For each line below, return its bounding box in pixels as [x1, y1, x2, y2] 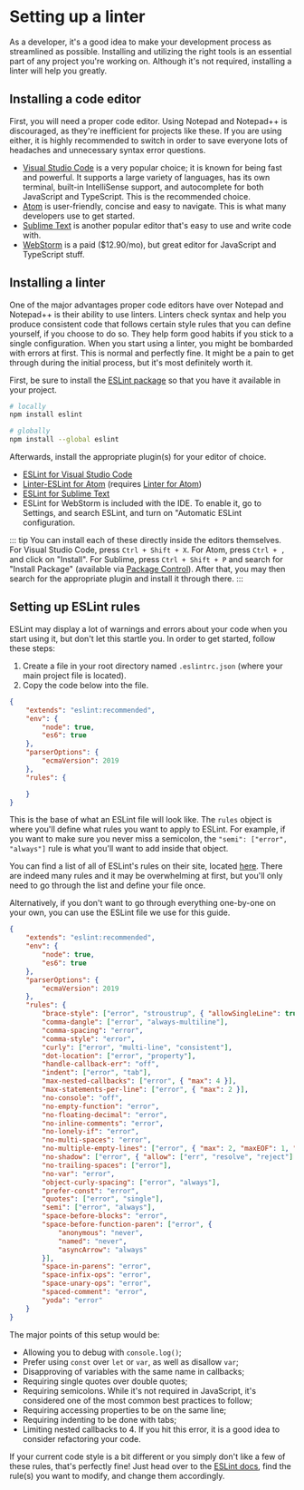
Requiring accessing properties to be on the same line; [22, 1404, 227, 1416]
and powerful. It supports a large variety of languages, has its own [22, 171, 271, 182]
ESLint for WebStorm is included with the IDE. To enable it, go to [22, 498, 262, 509]
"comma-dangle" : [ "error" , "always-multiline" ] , [42, 1018, 229, 1027]
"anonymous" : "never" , [57, 1228, 144, 1237]
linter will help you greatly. [9, 65, 108, 76]
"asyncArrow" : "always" [57, 1245, 147, 1254]
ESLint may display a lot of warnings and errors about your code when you [9, 623, 288, 634]
